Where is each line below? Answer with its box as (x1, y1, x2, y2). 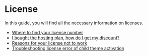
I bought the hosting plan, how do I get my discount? (11, 35, 120, 41)
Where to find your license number (11, 29, 83, 35)
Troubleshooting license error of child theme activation (11, 45, 125, 51)
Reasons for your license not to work (11, 40, 87, 46)
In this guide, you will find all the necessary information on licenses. (4, 20, 144, 26)
